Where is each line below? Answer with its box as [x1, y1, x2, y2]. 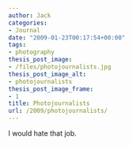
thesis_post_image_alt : [8, 70, 87, 78]
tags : [8, 41, 26, 49]
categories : [8, 19, 47, 27]
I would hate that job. [8, 129, 77, 138]
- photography [8, 48, 55, 56]
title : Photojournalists [8, 99, 90, 107]
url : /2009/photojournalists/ [8, 107, 108, 115]
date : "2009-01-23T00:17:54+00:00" [8, 33, 126, 42]
